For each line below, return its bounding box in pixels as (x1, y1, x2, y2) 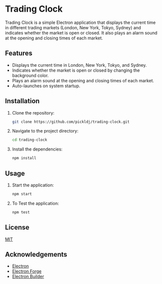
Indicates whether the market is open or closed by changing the (12, 67, 140, 73)
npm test (12, 209, 30, 215)
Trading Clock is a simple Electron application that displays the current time (5, 19, 156, 25)
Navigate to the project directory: (12, 128, 79, 134)
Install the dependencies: (12, 146, 63, 152)
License (5, 223, 30, 232)
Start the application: (12, 182, 54, 188)
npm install (12, 156, 36, 161)
